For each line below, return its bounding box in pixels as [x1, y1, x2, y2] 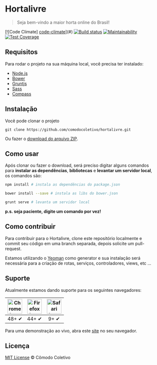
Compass [12, 91, 31, 96]
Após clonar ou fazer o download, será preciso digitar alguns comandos [5, 162, 149, 168]
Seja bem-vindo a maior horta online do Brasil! [16, 19, 110, 25]
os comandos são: [5, 173, 42, 179]
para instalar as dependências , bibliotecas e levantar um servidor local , [5, 168, 153, 174]
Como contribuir [5, 222, 56, 231]
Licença [5, 342, 30, 350]
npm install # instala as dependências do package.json [5, 182, 120, 187]
